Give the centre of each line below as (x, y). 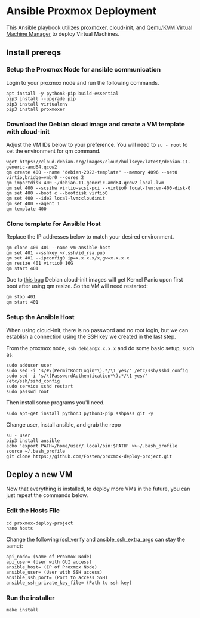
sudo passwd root (28, 391)
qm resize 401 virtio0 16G (40, 264)
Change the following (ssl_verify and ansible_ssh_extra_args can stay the (96, 539)
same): (15, 546)
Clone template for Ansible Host (54, 224)
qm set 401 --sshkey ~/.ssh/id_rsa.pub (56, 253)
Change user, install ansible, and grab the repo (64, 424)
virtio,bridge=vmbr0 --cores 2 (45, 177)
